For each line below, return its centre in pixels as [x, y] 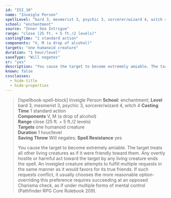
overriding [28, 180]
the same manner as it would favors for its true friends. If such [83, 169]
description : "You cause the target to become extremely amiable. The [82, 67]
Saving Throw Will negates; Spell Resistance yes [70, 138]
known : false [19, 72]
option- [147, 174]
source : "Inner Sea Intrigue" [37, 29]
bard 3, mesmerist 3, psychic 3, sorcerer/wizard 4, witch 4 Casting [88, 105]
